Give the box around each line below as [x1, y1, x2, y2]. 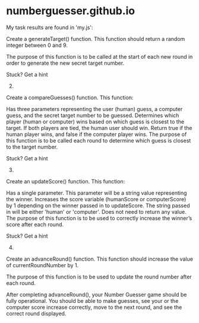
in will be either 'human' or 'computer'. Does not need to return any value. [6, 208, 187, 215]
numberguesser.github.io [6, 4, 135, 18]
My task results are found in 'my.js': [6, 24, 93, 31]
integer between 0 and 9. [6, 42, 68, 49]
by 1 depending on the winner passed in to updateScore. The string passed [6, 202, 190, 209]
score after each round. [6, 221, 64, 228]
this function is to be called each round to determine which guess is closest [6, 137, 191, 144]
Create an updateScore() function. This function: [6, 178, 125, 185]
